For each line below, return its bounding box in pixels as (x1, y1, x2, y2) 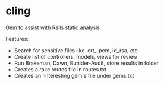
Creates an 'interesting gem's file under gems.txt (14, 72, 134, 79)
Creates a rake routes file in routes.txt (14, 65, 107, 73)
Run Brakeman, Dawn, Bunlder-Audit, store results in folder (14, 59, 159, 67)
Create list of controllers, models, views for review (14, 53, 138, 60)
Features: (5, 35, 29, 42)
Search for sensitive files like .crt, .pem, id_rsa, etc (14, 46, 138, 54)
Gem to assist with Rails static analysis (5, 24, 100, 31)
